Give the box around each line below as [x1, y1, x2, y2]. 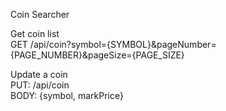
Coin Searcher [10, 9, 70, 20]
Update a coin [10, 69, 68, 80]
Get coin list [10, 28, 60, 39]
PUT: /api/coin [10, 79, 70, 91]
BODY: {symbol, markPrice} [10, 90, 124, 101]
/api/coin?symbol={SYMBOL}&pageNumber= [29, 39, 217, 50]
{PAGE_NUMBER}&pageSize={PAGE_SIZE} [10, 49, 185, 61]
